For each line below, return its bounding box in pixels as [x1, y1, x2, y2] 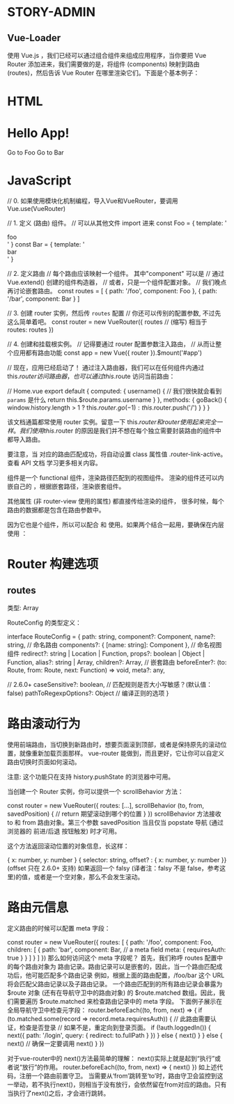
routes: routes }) [7, 325, 54, 334]
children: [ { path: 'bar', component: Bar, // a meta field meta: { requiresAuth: [7, 945, 226, 954]
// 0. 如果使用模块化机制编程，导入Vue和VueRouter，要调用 [7, 196, 179, 205]
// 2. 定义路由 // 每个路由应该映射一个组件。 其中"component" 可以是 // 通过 [7, 270, 225, 278]
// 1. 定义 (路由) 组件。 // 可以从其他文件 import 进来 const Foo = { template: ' [7, 219, 227, 227]
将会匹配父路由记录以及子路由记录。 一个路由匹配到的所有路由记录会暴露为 [7, 979, 223, 988]
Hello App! [7, 125, 70, 141]
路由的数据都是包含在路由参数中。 [7, 506, 105, 514]
